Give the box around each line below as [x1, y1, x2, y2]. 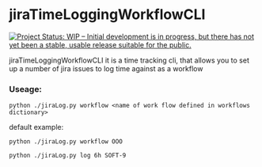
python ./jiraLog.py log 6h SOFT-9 [9, 152, 127, 160]
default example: [9, 123, 64, 132]
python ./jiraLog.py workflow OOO [9, 138, 123, 146]
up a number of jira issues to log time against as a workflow [9, 63, 203, 73]
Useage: [9, 83, 43, 94]
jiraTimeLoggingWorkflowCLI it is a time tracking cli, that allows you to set [9, 55, 250, 65]
